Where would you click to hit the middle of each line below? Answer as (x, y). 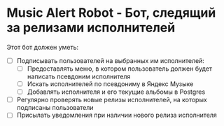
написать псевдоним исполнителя (79, 77)
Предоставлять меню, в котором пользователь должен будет (120, 69)
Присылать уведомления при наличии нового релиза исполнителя (117, 115)
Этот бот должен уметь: (43, 47)
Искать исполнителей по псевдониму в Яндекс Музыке (110, 84)
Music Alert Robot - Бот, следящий (111, 13)
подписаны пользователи (55, 108)
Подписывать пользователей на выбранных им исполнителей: (110, 60)
